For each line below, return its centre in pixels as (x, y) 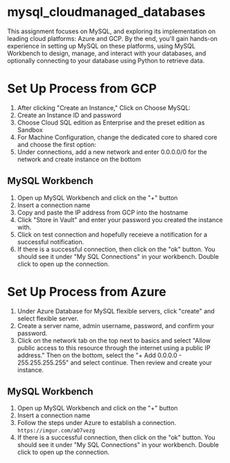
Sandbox (30, 129)
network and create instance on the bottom (79, 159)
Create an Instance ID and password (69, 115)
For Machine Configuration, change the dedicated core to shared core (117, 137)
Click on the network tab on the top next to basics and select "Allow (114, 341)
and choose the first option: (57, 144)
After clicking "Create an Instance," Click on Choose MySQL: (104, 107)
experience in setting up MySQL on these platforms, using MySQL (101, 46)
